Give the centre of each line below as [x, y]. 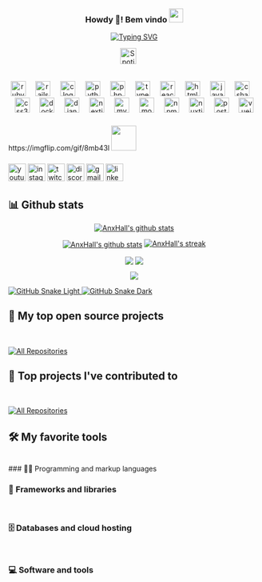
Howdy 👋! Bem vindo [126, 19]
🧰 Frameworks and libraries [63, 490]
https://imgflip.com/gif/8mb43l [59, 148]
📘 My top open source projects [86, 316]
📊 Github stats [46, 205]
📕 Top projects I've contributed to [93, 376]
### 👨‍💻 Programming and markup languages [83, 469]
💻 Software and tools [51, 570]
